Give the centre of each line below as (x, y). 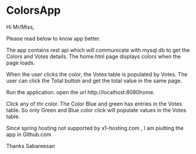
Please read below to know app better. (53, 38)
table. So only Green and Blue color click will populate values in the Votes (96, 110)
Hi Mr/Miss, (20, 27)
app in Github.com (29, 134)
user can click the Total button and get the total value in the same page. (94, 81)
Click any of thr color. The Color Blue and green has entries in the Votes (94, 104)
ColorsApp (33, 10)
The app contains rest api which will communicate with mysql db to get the (98, 50)
